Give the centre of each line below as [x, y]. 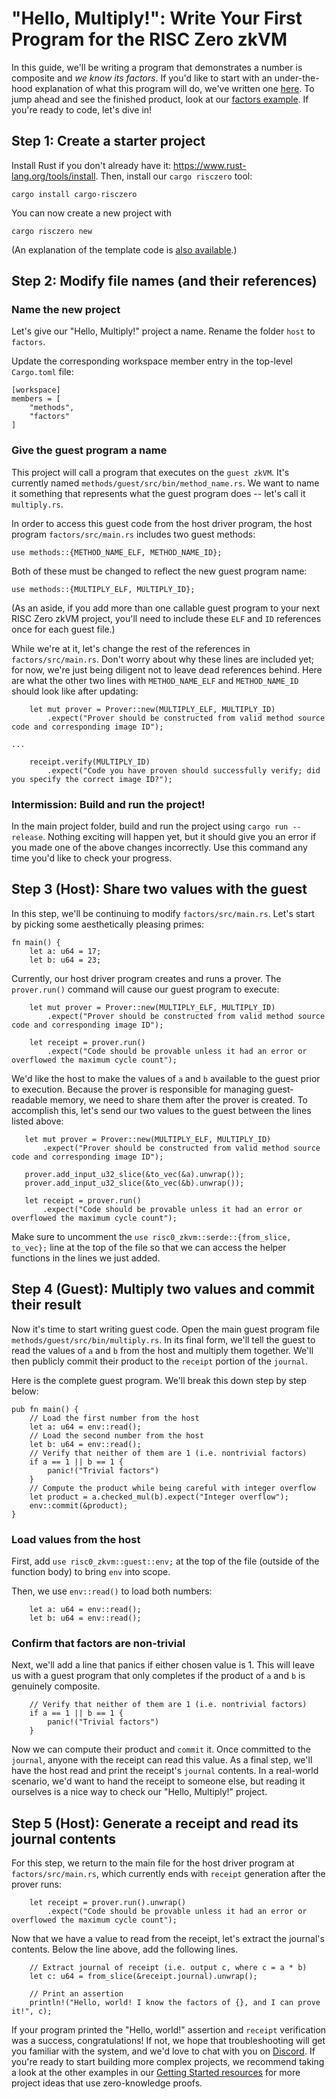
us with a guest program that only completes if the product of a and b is [158, 1676]
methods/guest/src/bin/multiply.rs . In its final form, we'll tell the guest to [163, 1339]
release [27, 838]
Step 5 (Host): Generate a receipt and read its [155, 1823]
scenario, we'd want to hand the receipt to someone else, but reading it [158, 1781]
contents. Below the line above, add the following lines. [125, 1949]
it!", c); [32, 2012]
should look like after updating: [75, 691]
